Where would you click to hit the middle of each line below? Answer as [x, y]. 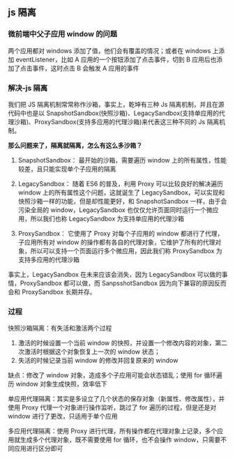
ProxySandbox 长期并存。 [59, 292]
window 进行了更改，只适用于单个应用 [63, 416]
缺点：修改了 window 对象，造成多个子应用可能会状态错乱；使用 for [105, 375]
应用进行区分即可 [38, 449]
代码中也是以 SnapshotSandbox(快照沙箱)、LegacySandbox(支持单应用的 [113, 113]
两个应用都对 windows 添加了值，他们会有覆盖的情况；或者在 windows [109, 50]
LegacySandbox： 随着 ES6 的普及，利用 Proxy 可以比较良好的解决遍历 [121, 183]
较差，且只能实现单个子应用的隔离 [67, 169]
